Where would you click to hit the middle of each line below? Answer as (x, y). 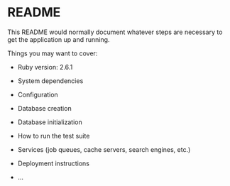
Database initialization (50, 122)
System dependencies (50, 81)
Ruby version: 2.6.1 (45, 67)
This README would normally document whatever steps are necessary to (115, 32)
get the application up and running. (59, 39)
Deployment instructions (54, 163)
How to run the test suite (54, 136)
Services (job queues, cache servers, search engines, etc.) (104, 149)
